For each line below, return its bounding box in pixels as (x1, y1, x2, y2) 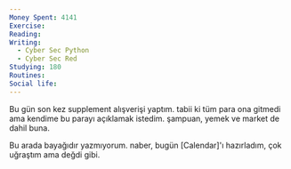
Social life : (9, 79, 58, 88)
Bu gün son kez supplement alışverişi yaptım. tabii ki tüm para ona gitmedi (9, 103, 281, 114)
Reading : (9, 29, 42, 38)
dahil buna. (9, 122, 51, 133)
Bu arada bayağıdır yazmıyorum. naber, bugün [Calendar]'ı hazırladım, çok (9, 140, 282, 150)
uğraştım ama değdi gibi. (9, 149, 101, 160)
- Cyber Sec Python (17, 46, 90, 55)
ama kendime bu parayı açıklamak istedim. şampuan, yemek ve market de (9, 113, 280, 124)
